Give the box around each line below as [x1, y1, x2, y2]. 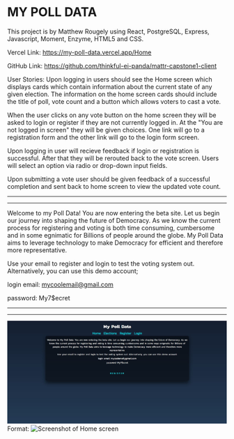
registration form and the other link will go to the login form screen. [7, 133, 200, 141]
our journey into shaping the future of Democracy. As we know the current [7, 216, 221, 224]
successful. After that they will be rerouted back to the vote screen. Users [7, 154, 219, 162]
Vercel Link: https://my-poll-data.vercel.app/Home [7, 48, 152, 56]
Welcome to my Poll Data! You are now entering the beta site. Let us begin [7, 208, 220, 217]
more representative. [7, 245, 68, 254]
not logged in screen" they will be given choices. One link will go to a [7, 125, 205, 134]
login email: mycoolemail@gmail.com [7, 280, 114, 288]
